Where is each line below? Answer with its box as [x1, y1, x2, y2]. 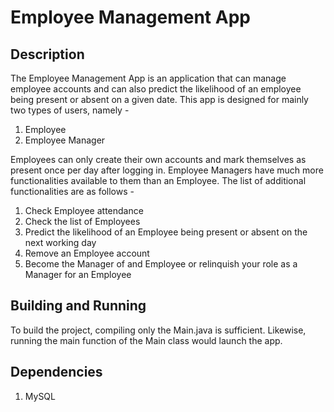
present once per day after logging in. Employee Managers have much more [10, 164, 324, 176]
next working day [24, 237, 97, 248]
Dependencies [10, 364, 103, 381]
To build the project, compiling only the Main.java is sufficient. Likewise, [10, 324, 307, 336]
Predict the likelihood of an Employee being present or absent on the [24, 226, 308, 238]
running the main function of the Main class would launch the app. [10, 334, 283, 346]
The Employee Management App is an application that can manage [10, 72, 287, 84]
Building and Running [10, 297, 147, 315]
